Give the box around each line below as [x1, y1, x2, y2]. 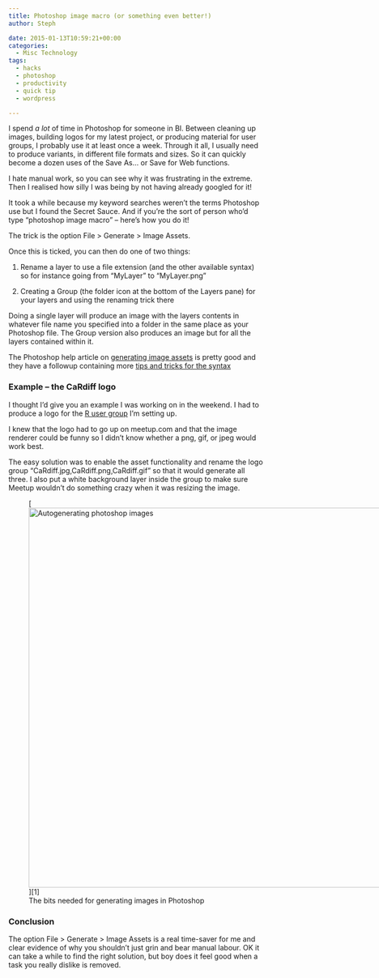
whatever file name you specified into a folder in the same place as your [8, 319, 249, 329]
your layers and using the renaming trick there [19, 295, 175, 305]
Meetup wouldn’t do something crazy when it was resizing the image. [8, 483, 241, 493]
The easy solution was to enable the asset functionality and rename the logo [8, 457, 263, 467]
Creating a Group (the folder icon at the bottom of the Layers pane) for [19, 287, 256, 297]
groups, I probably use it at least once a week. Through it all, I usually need [8, 141, 259, 151]
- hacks [15, 64, 42, 73]
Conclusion [8, 916, 55, 927]
